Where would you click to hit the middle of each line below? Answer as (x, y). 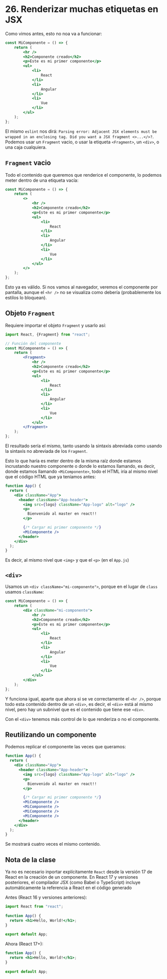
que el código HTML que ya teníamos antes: (51, 477)
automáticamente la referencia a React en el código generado (69, 888)
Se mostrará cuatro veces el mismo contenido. (53, 844)
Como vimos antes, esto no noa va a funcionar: (54, 33)
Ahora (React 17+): (24, 944)
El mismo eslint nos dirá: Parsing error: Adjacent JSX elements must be (81, 131)
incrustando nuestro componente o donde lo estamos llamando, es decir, (80, 466)
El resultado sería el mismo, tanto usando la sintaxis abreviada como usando (83, 446)
